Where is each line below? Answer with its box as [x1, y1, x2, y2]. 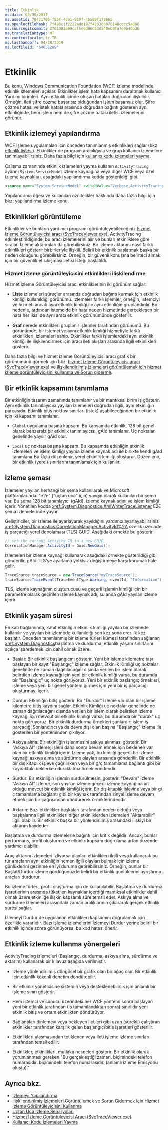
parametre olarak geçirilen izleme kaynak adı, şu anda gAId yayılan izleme [5, 591, 157, 597]
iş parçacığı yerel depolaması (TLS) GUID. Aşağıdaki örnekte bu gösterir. [5, 529, 154, 535]
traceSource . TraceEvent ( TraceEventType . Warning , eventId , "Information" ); [5, 577, 164, 582]
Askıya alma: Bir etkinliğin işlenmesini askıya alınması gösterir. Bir [12, 739, 147, 745]
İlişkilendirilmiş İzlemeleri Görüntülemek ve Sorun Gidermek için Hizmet [12, 1098, 160, 1104]
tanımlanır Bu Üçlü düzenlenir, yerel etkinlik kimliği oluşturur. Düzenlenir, [12, 454, 161, 460]
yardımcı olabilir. [5, 843, 39, 849]
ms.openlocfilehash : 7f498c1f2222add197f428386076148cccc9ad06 [5, 21, 140, 27]
